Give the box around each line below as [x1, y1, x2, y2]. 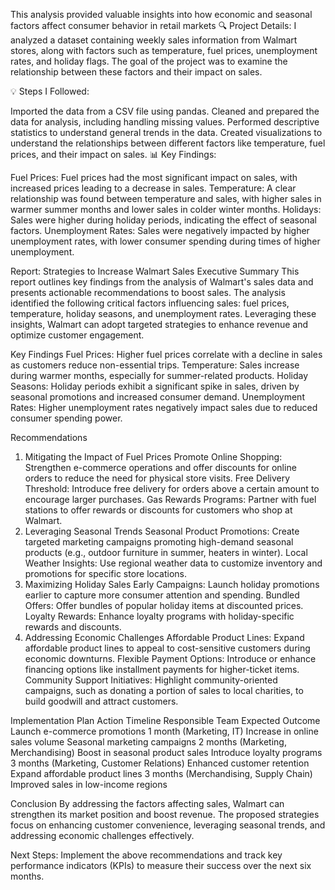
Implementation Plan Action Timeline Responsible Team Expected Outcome [10, 715, 321, 726]
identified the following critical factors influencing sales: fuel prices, [10, 297, 290, 309]
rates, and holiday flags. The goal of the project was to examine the [10, 55, 288, 67]
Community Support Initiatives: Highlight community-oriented [24, 674, 278, 686]
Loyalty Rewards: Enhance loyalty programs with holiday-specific [24, 610, 295, 622]
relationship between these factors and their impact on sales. [10, 66, 263, 78]
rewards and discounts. [24, 621, 122, 633]
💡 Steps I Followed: [10, 85, 90, 97]
